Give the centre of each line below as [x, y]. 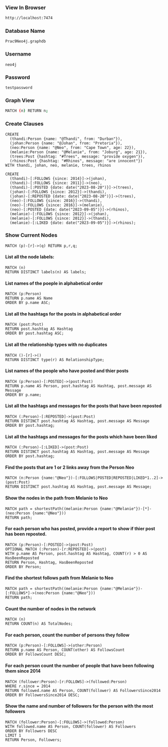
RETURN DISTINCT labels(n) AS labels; [46, 272]
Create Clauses [24, 124]
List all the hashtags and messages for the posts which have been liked [81, 436]
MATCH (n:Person [22, 478]
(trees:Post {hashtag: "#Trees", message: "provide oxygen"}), [77, 156]
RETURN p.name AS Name [29, 298]
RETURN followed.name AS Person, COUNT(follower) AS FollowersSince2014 [83, 690]
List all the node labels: [30, 257]
